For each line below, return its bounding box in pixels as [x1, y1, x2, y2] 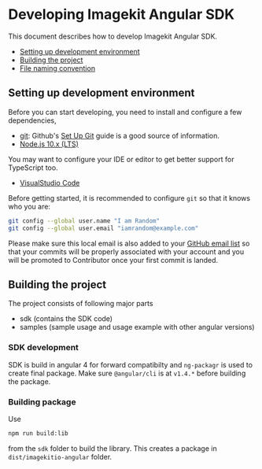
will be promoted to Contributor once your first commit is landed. [8, 255, 219, 264]
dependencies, [8, 116, 57, 125]
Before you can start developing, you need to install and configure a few [8, 107, 242, 116]
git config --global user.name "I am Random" [8, 216, 160, 225]
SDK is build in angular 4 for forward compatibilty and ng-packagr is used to [8, 360, 253, 369]
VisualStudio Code [19, 178, 80, 187]
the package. [8, 376, 51, 386]
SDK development [8, 342, 79, 353]
